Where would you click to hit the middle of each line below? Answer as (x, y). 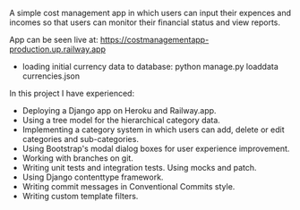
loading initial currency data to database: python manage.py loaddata (150, 67)
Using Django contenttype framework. (93, 177)
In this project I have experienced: (72, 93)
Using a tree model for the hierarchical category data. (121, 120)
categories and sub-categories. (80, 139)
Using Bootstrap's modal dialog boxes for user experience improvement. (156, 148)
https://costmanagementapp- (154, 40)
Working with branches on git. (78, 158)
